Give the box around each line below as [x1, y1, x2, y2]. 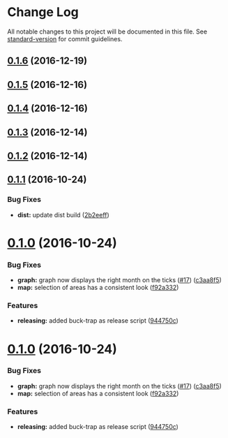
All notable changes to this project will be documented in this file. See [7, 27, 208, 36]
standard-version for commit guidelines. [7, 34, 123, 43]
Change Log [7, 4, 79, 20]
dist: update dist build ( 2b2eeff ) [17, 210, 109, 219]
